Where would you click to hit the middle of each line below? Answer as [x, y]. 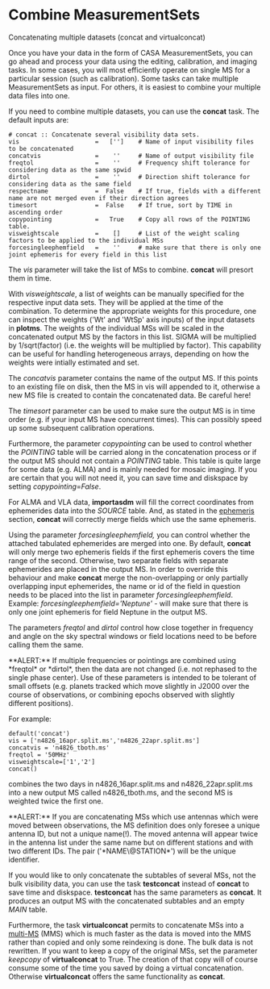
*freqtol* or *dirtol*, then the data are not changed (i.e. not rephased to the [133, 669]
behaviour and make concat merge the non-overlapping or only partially [128, 578]
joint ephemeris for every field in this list [88, 255]
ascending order [35, 212]
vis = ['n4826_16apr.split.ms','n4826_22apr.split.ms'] [104, 741]
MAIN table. [28, 909]
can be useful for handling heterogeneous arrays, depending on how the [129, 353]
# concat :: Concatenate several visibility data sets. [104, 135]
